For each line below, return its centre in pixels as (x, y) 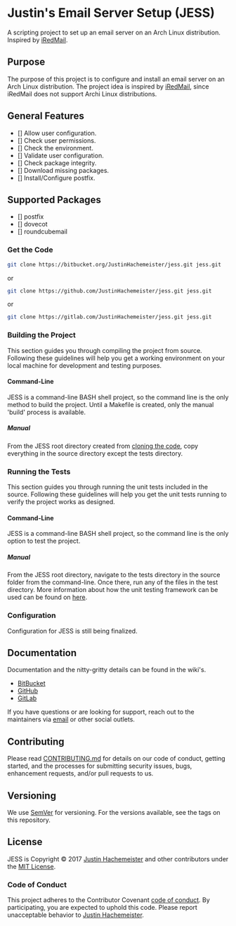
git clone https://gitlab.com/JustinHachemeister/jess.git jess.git (110, 317)
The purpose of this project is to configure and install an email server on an (116, 79)
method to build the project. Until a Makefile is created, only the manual (111, 404)
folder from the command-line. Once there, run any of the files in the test (113, 582)
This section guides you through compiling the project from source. (105, 350)
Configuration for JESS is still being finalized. (73, 631)
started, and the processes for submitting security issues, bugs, (100, 766)
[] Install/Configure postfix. (57, 178)
